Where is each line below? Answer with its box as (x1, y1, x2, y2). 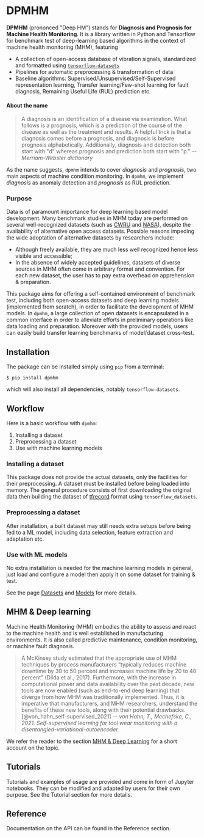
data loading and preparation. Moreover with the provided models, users (6, 323, 188, 330)
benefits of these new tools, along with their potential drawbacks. (21, 706, 186, 714)
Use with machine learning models (15, 444, 102, 452)
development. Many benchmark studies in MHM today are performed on (6, 214, 188, 222)
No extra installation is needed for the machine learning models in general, (6, 564, 194, 571)
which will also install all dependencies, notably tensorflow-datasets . (6, 386, 180, 393)
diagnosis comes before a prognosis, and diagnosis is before (21, 135, 175, 142)
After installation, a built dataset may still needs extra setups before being (6, 522, 191, 529)
